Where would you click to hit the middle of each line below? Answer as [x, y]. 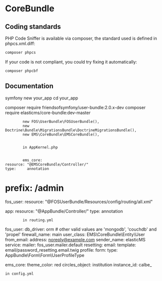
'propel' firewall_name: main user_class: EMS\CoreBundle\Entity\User [75, 234]
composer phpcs [21, 52]
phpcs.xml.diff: [20, 44]
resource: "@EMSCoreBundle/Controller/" [47, 164]
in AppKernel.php [40, 147]
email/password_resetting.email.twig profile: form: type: [61, 250]
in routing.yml [38, 220]
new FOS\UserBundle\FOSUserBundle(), [61, 121]
